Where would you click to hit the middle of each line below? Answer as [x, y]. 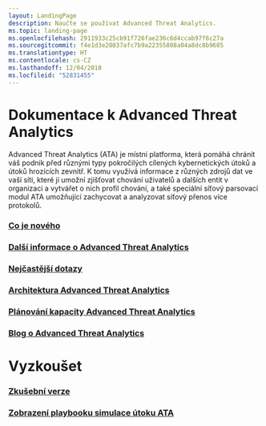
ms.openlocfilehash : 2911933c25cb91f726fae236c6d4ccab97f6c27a [116, 38]
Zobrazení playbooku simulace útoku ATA [91, 413]
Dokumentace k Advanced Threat [123, 115]
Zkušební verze [39, 392]
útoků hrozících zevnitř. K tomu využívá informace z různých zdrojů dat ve [131, 171]
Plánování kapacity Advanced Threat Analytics [102, 311]
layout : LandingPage [43, 16]
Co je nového [34, 226]
